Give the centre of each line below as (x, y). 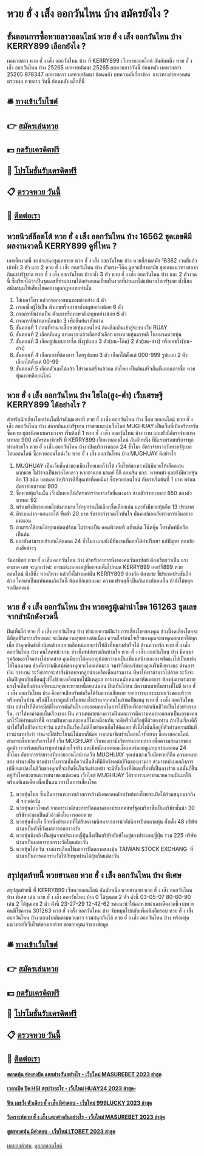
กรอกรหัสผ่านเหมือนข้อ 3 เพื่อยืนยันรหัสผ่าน (59, 321)
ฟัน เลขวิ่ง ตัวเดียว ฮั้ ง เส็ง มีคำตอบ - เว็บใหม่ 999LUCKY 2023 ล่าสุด (80, 1102)
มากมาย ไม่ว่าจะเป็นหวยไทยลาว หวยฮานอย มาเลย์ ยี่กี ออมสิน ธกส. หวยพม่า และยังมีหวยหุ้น (107, 472)
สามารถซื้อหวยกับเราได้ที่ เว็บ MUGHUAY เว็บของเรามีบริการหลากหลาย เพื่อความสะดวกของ (99, 741)
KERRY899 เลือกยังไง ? (46, 46)
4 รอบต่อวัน (28, 801)
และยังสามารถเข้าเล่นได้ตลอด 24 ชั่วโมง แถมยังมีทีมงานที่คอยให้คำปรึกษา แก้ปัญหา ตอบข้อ (105, 541)
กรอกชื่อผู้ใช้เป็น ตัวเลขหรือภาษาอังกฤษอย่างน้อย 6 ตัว (70, 307)
